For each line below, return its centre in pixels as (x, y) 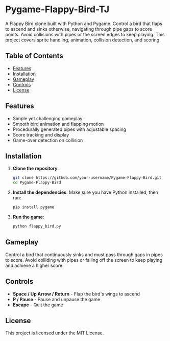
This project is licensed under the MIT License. (55, 333)
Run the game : (28, 217)
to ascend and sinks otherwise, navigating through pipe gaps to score (79, 29)
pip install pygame (33, 207)
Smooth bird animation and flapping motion (58, 124)
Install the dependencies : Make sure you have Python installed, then (85, 192)
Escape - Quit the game (38, 305)
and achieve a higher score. (34, 265)
